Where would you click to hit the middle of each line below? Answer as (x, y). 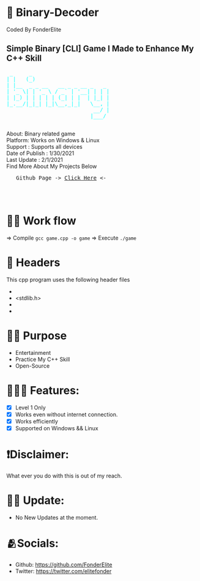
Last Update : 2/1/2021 (35, 159)
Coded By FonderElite (34, 29)
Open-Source (32, 366)
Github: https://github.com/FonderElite (64, 564)
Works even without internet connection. (66, 414)
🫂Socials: (33, 543)
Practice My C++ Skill (43, 359)
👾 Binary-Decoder (53, 13)
